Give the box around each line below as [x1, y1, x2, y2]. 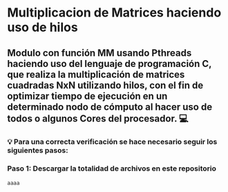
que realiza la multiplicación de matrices [7, 68, 185, 80]
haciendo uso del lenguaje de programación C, [7, 57, 212, 70]
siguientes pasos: [7, 145, 68, 155]
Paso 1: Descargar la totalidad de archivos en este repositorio [7, 164, 216, 173]
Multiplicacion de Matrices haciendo [7, 5, 222, 21]
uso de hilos [7, 19, 78, 35]
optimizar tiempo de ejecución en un [7, 90, 168, 102]
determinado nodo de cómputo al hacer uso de [7, 101, 213, 113]
